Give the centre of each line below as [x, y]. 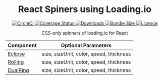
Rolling [16, 62]
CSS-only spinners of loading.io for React [85, 33]
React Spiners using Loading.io [85, 9]
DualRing [18, 70]
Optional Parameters [86, 45]
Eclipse [16, 54]
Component [22, 45]
